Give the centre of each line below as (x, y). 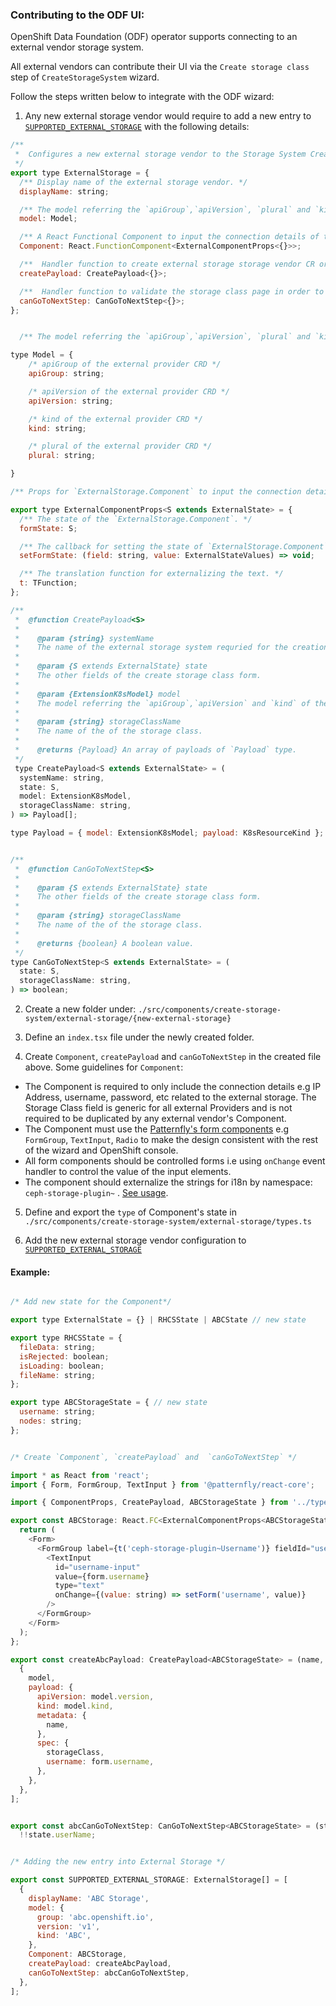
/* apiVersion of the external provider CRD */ (129, 391)
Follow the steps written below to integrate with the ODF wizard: (142, 97)
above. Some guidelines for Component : (104, 1067)
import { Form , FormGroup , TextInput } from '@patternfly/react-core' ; (162, 1484)
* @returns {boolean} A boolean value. (104, 943)
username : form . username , (100, 1762)
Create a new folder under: (80, 1009)
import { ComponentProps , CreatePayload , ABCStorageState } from (149, 1503)
